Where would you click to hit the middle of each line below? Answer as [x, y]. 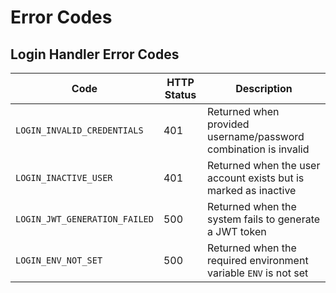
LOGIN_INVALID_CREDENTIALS [79, 130]
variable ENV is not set [257, 273]
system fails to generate [263, 219]
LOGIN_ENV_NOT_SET [59, 260]
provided [228, 124]
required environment [257, 260]
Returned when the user [263, 165]
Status [180, 94]
